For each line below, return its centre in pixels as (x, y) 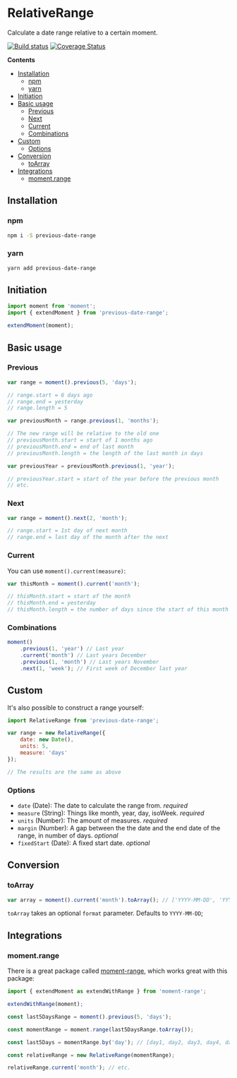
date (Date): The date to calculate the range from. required (103, 805)
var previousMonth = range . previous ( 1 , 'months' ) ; (83, 421)
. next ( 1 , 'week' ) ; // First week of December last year (104, 668)
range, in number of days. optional (68, 835)
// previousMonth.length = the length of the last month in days (105, 453)
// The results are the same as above (64, 772)
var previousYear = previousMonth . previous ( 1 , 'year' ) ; (91, 466)
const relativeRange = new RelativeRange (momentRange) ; (91, 1055)
